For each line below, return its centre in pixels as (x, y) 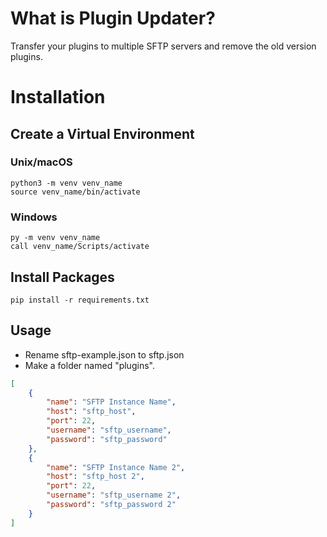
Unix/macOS (41, 162)
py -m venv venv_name (55, 238)
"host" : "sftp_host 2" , (95, 477)
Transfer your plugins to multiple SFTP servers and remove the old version (163, 46)
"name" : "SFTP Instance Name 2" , (116, 467)
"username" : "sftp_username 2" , (114, 495)
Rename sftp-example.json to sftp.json (104, 354)
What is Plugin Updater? (113, 18)
